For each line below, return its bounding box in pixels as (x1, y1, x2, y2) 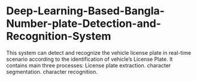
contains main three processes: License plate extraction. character (6, 61, 171, 69)
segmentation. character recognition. (6, 68, 98, 75)
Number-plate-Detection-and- (6, 17, 162, 30)
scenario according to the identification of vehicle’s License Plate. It (6, 55, 173, 63)
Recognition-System (6, 30, 111, 43)
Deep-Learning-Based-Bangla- (6, 4, 165, 18)
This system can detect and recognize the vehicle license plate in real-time (6, 49, 192, 56)
